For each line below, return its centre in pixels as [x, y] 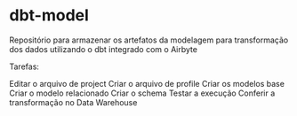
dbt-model [49, 15]
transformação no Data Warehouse [73, 102]
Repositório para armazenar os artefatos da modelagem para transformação [149, 40]
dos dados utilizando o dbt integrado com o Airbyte [104, 49]
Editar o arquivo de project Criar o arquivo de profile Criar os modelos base [147, 83]
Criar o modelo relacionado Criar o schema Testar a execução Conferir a [142, 93]
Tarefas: [24, 66]
